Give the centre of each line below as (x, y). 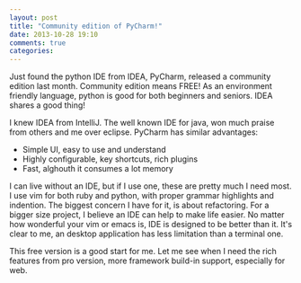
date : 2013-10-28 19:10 (54, 34)
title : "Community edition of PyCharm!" (86, 26)
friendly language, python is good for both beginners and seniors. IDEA (141, 96)
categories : (31, 51)
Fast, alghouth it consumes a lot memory (97, 169)
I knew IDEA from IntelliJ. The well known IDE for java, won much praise (142, 123)
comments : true (38, 43)
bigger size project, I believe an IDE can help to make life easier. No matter (147, 215)
